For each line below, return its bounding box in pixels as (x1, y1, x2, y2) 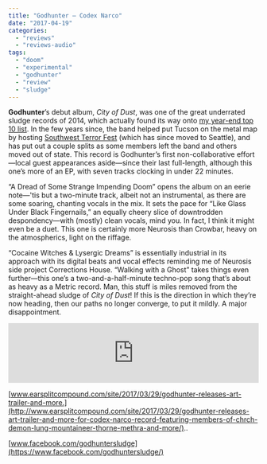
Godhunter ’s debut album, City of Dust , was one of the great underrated (8, 107, 246, 117)
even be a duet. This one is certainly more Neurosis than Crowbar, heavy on (8, 224, 257, 234)
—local (8, 158, 32, 168)
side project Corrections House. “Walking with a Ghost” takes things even (8, 265, 250, 275)
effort (236, 150, 255, 159)
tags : (8, 49, 26, 57)
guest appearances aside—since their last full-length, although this (33, 158, 253, 168)
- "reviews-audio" (15, 41, 77, 49)
